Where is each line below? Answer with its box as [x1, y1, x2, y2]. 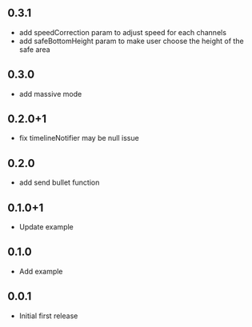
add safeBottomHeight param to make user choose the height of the [18, 36, 245, 46]
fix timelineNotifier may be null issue [18, 134, 139, 143]
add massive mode [18, 89, 82, 98]
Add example [18, 266, 63, 276]
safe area [18, 44, 50, 54]
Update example [18, 222, 74, 232]
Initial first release [18, 311, 78, 321]
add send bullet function [18, 177, 100, 187]
